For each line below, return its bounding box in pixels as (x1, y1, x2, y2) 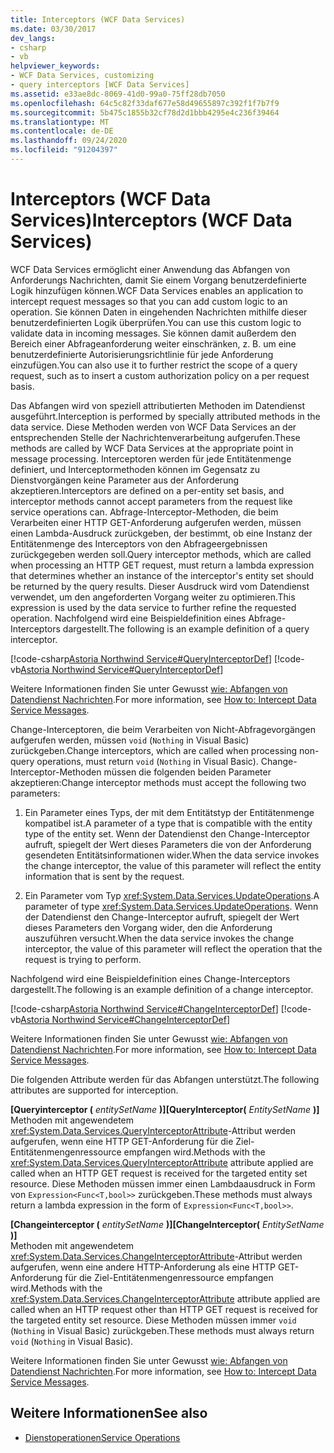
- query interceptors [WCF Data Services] (10, 80, 190, 90)
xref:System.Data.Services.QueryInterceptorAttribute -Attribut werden (10, 1124, 296, 1136)
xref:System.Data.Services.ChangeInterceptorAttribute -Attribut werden (10, 1250, 303, 1262)
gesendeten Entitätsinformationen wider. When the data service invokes (24, 849, 320, 861)
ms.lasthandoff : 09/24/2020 (10, 136, 128, 146)
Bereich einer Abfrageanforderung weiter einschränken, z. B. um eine (10, 337, 297, 350)
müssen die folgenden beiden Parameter (103, 766, 272, 778)
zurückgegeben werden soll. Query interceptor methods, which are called (10, 548, 312, 560)
